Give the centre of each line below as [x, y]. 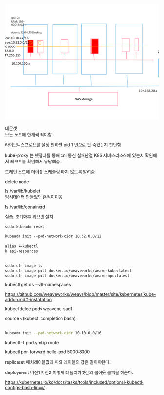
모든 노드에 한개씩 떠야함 [29, 135]
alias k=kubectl [21, 246]
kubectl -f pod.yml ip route [32, 342]
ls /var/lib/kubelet [23, 191]
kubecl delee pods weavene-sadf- [40, 309]
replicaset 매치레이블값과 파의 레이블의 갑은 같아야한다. [58, 362]
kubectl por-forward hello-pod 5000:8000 [48, 352]
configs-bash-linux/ [25, 387]
